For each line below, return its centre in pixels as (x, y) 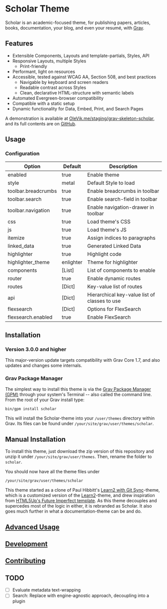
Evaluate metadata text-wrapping (46, 590)
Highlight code (104, 254)
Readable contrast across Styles (53, 87)
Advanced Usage (32, 527)
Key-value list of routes (115, 287)
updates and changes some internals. (44, 366)
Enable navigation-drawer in (121, 207)
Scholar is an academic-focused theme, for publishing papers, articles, (78, 22)
